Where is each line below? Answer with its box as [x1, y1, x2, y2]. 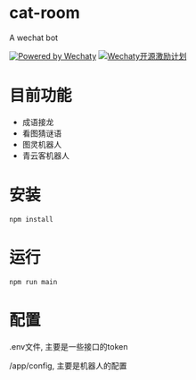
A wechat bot [9, 32, 59, 43]
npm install [9, 215, 53, 224]
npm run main [9, 277, 58, 286]
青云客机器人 [21, 150, 69, 161]
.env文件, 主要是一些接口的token [9, 341, 128, 351]
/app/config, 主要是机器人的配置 [9, 360, 127, 371]
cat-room [9, 3, 80, 23]
